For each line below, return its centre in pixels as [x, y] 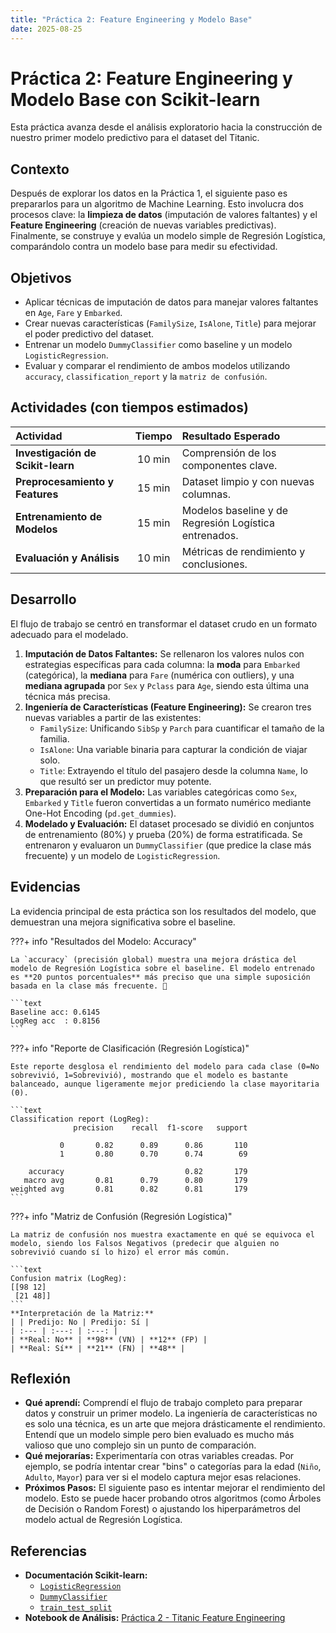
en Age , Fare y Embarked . [73, 313]
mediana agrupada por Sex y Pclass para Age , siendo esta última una [167, 685]
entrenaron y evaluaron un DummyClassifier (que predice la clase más [168, 845]
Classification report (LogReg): [80, 1119]
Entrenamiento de [59, 516]
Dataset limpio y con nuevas [248, 481]
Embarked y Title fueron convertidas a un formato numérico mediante [168, 802]
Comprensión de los [229, 453]
